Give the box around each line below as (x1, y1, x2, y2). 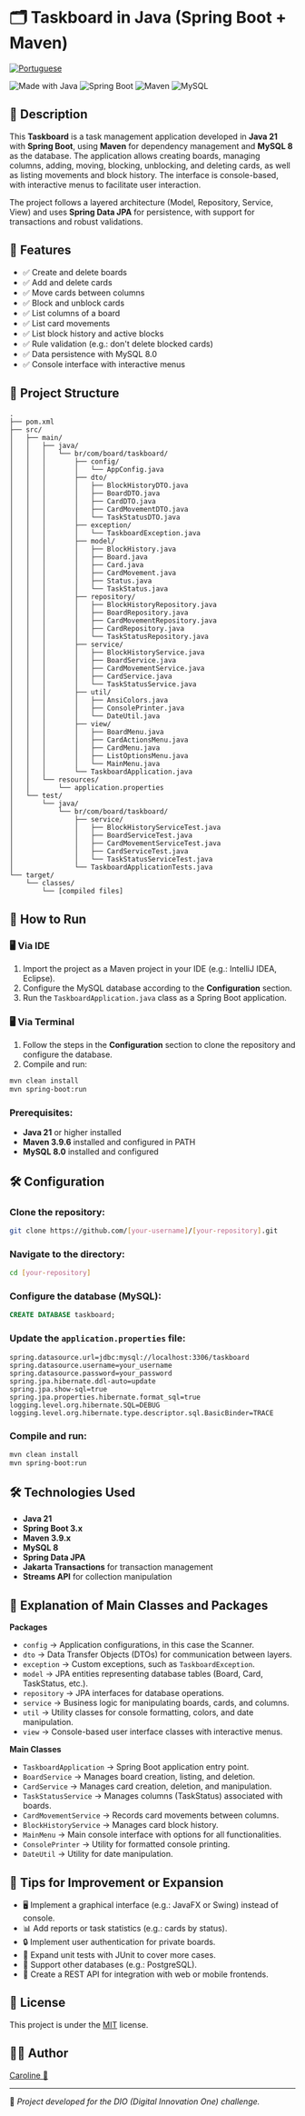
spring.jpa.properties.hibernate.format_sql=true (9, 1392, 202, 1402)
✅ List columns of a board (22, 307, 121, 318)
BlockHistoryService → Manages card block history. (22, 1820, 219, 1831)
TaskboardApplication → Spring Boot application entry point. (22, 1762, 250, 1772)
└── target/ (9, 871, 54, 880)
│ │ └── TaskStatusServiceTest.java (9, 855, 213, 864)
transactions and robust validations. (9, 215, 143, 227)
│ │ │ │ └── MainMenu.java (9, 760, 161, 769)
